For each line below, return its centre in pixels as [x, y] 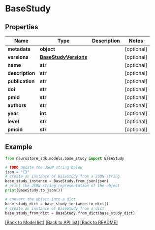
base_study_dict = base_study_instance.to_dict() [57, 204]
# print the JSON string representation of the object [62, 186]
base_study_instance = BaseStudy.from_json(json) [57, 181]
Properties [22, 27]
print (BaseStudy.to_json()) [34, 190]
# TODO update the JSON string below [44, 167]
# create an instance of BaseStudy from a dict [55, 208]
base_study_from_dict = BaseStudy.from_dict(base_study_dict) [70, 213]
